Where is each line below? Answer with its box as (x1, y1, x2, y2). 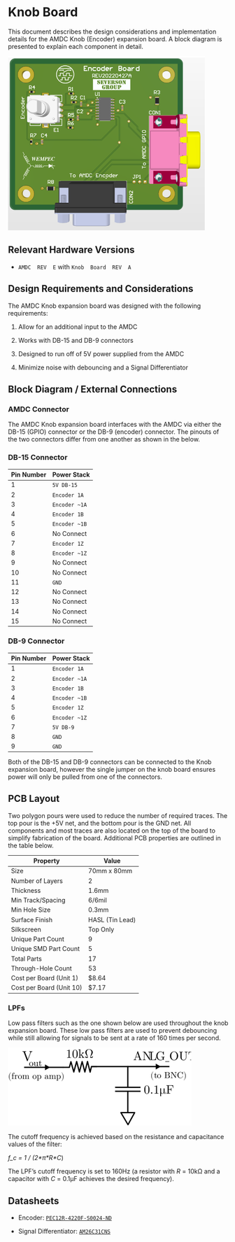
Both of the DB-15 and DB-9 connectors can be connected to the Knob (8, 757, 212, 766)
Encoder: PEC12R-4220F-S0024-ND (17, 1213, 113, 1222)
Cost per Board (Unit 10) (10, 984, 83, 992)
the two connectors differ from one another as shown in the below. (8, 435, 200, 444)
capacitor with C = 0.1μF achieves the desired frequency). (8, 1175, 174, 1183)
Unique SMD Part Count (10, 945, 80, 953)
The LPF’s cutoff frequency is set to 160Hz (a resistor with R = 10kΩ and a (8, 1167, 220, 1176)
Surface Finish (10, 915, 53, 924)
